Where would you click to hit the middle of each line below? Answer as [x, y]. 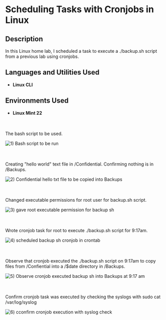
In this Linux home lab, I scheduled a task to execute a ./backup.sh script [81, 51]
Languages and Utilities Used [52, 72]
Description [24, 39]
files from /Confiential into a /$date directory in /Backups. [65, 266]
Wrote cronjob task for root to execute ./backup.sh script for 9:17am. [76, 230]
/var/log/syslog [21, 302]
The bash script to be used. [34, 134]
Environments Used [37, 101]
